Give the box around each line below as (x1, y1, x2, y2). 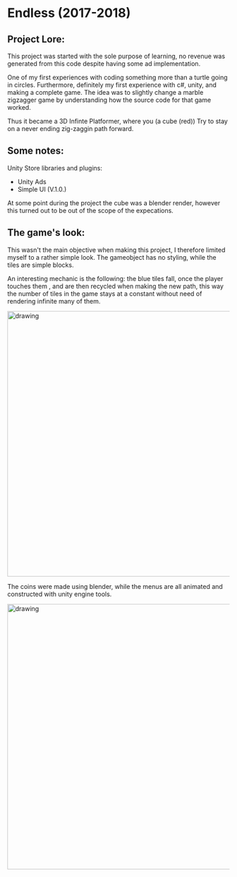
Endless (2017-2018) (7, 5, 131, 21)
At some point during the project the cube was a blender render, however (7, 198, 221, 207)
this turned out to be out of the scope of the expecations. (7, 206, 174, 214)
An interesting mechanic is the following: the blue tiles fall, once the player (7, 274, 224, 282)
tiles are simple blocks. (7, 260, 74, 269)
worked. (7, 103, 32, 111)
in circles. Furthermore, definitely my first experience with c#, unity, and (7, 81, 217, 89)
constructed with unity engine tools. (7, 590, 112, 598)
